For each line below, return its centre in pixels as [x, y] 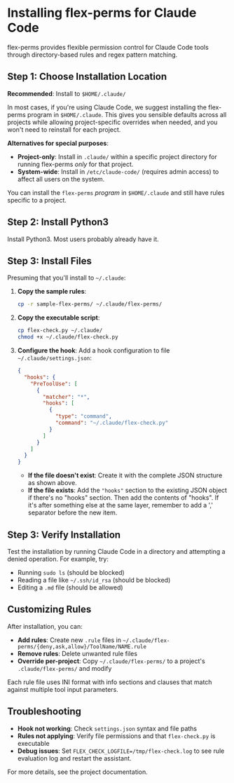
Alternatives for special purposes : [58, 143]
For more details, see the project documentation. [78, 772]
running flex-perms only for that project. [75, 164]
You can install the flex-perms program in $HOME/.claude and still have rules [116, 192]
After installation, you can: [45, 626]
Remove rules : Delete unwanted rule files [77, 653]
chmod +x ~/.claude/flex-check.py [68, 337]
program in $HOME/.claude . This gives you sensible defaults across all [127, 114]
